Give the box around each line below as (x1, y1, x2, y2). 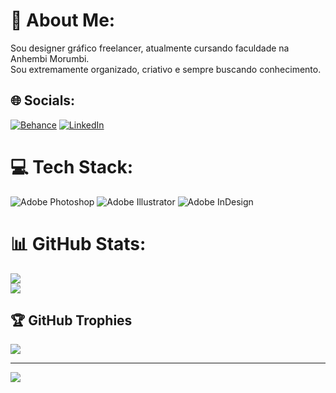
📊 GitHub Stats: (10, 232, 147, 255)
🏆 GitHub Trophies (10, 312, 133, 329)
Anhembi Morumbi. (10, 52, 90, 64)
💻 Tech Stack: (10, 155, 134, 178)
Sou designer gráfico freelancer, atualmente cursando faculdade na (10, 42, 290, 54)
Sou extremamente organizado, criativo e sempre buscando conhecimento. (10, 63, 322, 75)
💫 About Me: (10, 9, 116, 32)
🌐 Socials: (10, 92, 76, 109)
